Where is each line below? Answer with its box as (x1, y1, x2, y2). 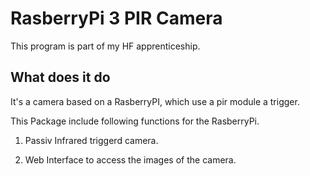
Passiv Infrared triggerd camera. (24, 134, 159, 146)
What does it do (10, 69, 111, 86)
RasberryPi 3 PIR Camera (10, 7, 223, 30)
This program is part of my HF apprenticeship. (10, 40, 201, 52)
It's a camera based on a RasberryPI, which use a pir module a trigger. (10, 95, 300, 107)
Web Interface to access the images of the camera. (24, 153, 237, 166)
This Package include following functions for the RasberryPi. (10, 115, 260, 127)
